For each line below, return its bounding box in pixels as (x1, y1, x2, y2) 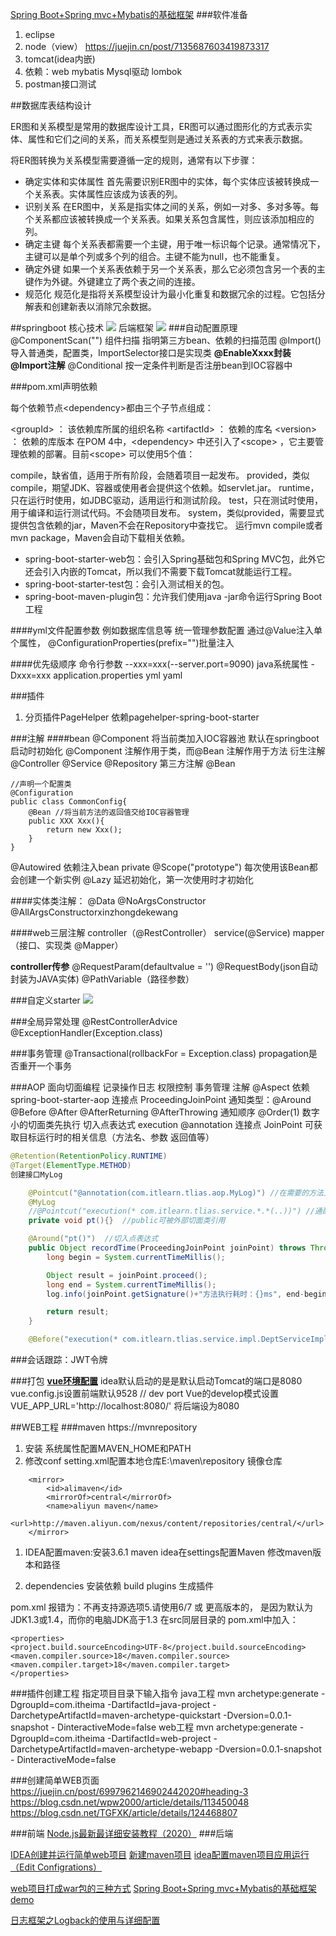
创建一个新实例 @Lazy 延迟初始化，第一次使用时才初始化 (18, 874, 254, 885)
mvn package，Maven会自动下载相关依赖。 (10, 532, 191, 543)
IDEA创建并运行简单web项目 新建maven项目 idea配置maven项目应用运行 (10, 1849, 310, 1860)
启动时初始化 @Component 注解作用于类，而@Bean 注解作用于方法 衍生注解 (10, 745, 326, 757)
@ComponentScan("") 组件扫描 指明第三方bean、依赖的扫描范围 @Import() (10, 334, 322, 346)
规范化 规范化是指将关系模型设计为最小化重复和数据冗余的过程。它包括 (24, 288, 317, 300)
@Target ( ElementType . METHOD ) (10, 1160, 132, 1170)
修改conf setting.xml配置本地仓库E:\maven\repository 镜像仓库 (24, 1455, 283, 1467)
